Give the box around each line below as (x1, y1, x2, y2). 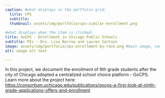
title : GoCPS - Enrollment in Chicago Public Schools (5, 35, 118, 40)
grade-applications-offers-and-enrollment (5, 87, 91, 93)
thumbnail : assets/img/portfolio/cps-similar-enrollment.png (9, 21, 137, 26)
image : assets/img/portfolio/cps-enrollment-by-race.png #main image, (5, 44, 153, 49)
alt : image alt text (5, 48, 48, 53)
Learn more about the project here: (5, 77, 76, 83)
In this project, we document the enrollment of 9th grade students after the (5, 66, 157, 72)
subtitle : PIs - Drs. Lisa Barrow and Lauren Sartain (5, 39, 118, 44)
